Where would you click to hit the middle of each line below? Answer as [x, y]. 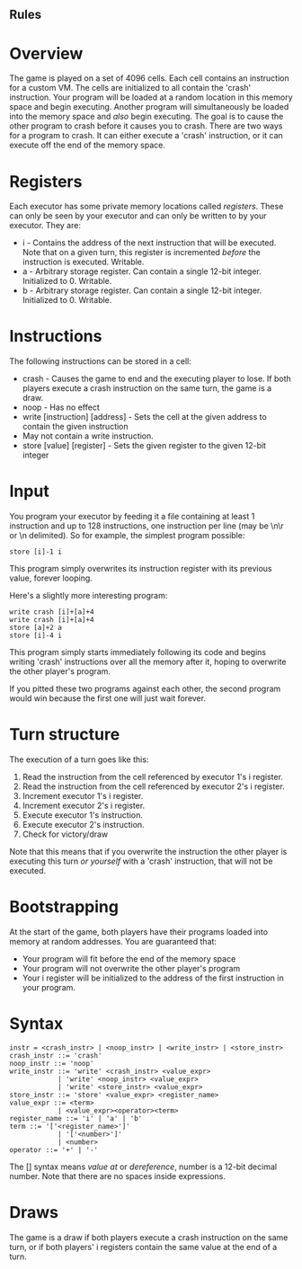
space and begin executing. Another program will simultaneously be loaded [149, 107]
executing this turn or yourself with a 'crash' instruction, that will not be [141, 861]
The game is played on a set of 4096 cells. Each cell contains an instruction [149, 78]
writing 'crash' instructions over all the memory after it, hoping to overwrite [148, 662]
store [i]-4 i [36, 636]
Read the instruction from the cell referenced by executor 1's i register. [152, 777]
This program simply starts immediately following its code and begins [138, 652]
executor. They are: [45, 226]
